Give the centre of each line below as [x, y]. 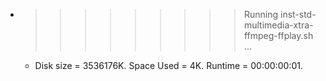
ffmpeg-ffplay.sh [278, 35]
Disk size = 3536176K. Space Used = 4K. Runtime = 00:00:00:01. [168, 65]
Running [261, 14]
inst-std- [298, 14]
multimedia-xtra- [278, 25]
